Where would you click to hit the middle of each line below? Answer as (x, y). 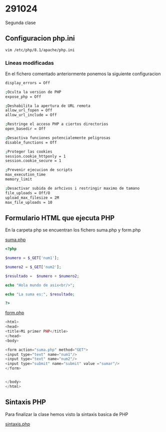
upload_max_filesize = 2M (32, 198)
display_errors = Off (28, 83)
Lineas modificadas (29, 63)
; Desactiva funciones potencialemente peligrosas (58, 138)
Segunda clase (20, 23)
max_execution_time (25, 175)
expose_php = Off (23, 97)
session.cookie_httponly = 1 (35, 156)
